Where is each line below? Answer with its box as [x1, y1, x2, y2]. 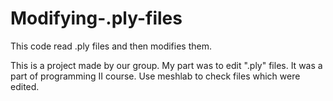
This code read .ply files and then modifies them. [10, 40, 212, 52]
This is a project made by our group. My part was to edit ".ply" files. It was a [10, 59, 323, 71]
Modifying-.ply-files [10, 7, 183, 30]
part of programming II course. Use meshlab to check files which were [10, 70, 301, 82]
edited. [10, 80, 40, 92]
